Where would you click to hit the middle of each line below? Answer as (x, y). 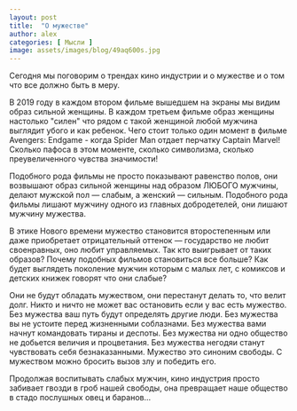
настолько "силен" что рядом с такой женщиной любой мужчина (133, 122)
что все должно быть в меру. (64, 85)
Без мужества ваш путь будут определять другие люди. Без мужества (144, 314)
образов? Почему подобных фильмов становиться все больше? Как (139, 259)
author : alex (33, 34)
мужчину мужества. (48, 214)
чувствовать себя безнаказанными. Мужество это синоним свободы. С (146, 352)
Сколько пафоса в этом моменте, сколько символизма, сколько (132, 150)
